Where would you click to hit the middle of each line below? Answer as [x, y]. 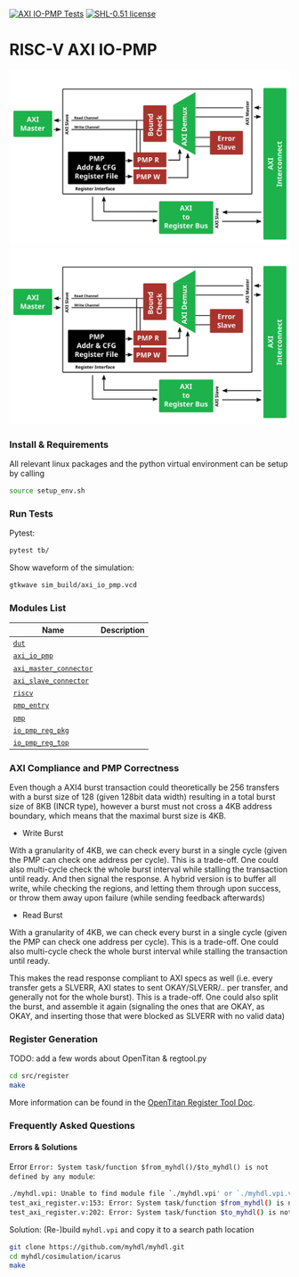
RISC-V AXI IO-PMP [83, 50]
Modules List [38, 609]
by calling [27, 474]
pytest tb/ [29, 551]
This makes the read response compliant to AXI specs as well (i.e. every [141, 978]
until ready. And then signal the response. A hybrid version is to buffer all [143, 878]
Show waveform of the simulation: [72, 568]
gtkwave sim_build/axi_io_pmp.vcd [73, 585]
